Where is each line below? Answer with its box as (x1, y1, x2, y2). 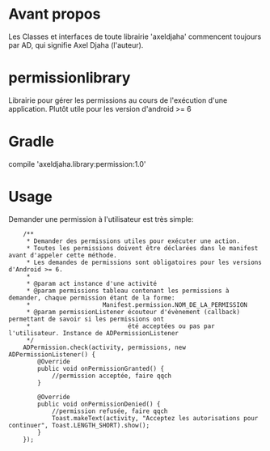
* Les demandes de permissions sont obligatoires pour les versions (26, 258, 263, 266)
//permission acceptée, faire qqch (51, 372, 172, 380)
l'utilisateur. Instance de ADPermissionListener (8, 329, 179, 337)
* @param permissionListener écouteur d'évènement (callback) (26, 308, 241, 316)
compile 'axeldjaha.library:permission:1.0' (8, 159, 147, 168)
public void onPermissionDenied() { (37, 400, 161, 408)
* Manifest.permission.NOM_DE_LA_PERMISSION (26, 300, 248, 308)
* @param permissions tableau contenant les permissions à (26, 287, 230, 295)
